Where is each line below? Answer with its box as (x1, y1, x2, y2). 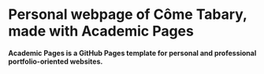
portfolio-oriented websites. (8, 57, 103, 66)
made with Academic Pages (8, 22, 195, 40)
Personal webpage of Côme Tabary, (8, 6, 247, 24)
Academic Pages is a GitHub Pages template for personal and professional (8, 48, 257, 57)
